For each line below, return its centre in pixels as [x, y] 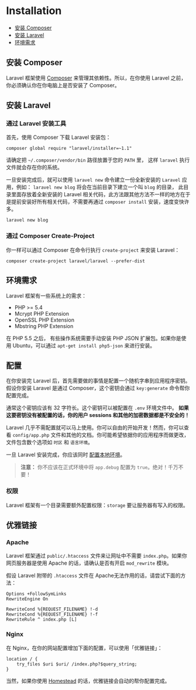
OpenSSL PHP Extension [44, 320]
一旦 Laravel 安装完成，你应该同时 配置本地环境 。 [66, 455]
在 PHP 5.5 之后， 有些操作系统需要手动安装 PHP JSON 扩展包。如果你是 [94, 338]
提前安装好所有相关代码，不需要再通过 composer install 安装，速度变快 [97, 202]
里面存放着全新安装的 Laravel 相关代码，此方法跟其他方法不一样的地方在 [98, 194]
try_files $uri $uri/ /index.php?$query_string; [77, 664]
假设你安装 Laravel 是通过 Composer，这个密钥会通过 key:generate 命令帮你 [98, 388]
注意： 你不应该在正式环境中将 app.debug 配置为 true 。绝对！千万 [99, 467]
